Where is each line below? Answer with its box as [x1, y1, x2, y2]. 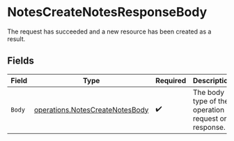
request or [192, 113, 227, 123]
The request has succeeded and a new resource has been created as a [7, 27, 212, 36]
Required [155, 75, 187, 85]
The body [192, 87, 225, 97]
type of [192, 96, 217, 105]
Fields [7, 55, 35, 67]
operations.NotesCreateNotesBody [33, 105, 149, 114]
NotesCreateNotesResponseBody [7, 4, 208, 20]
